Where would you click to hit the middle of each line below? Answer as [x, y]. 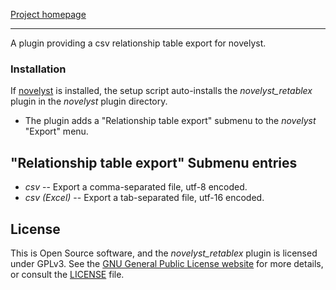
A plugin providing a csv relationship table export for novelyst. [138, 43]
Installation [38, 69]
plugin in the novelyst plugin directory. [89, 101]
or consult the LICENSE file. [67, 274]
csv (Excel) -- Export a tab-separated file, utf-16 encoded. [144, 198]
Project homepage [48, 14]
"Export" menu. [56, 131]
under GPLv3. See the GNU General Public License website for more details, [167, 263]
